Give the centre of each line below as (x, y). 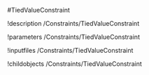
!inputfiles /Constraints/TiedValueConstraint (70, 50)
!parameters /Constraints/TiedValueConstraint (73, 37)
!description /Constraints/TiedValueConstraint (73, 23)
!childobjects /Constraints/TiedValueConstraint (74, 64)
